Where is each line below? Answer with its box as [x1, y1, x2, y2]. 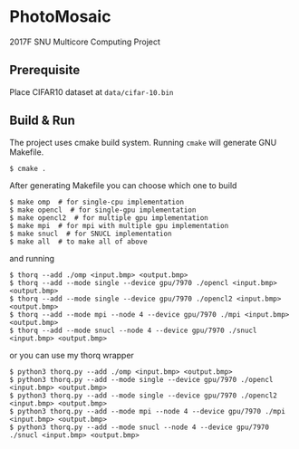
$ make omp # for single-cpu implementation [9, 197, 184, 206]
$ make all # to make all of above [9, 237, 148, 246]
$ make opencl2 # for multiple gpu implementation [9, 213, 208, 223]
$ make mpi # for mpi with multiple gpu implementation [9, 221, 229, 230]
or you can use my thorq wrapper [9, 349, 134, 360]
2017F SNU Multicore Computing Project [9, 36, 161, 47]
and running [9, 253, 54, 263]
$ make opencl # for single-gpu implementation [9, 205, 197, 215]
